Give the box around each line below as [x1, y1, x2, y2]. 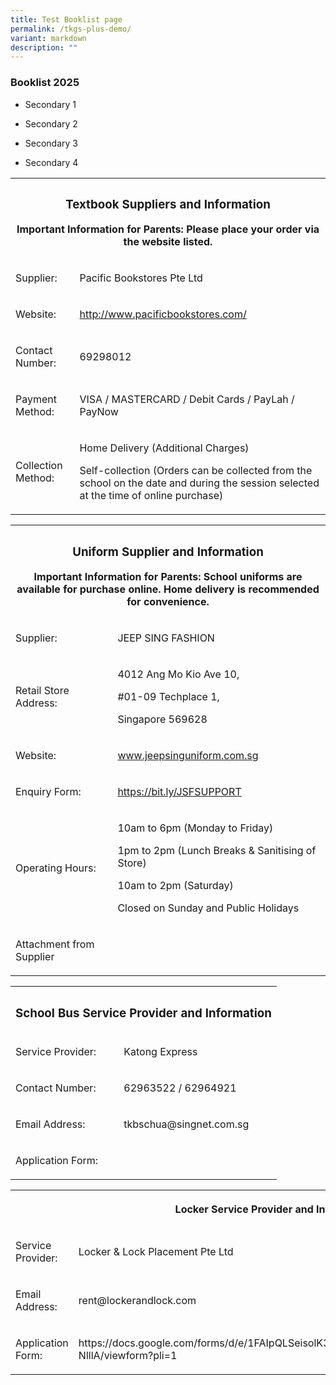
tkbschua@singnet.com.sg [123, 1117, 250, 1131]
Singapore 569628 [117, 712, 208, 726]
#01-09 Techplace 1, [117, 690, 220, 704]
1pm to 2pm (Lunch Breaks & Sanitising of [117, 844, 317, 858]
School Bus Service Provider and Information [15, 1005, 272, 1021]
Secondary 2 [24, 117, 78, 130]
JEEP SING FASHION [117, 631, 215, 645]
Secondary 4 [24, 156, 79, 168]
